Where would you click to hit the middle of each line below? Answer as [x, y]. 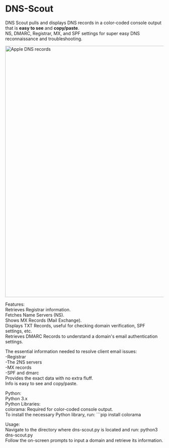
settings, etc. [19, 331]
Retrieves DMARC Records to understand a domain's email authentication [81, 336]
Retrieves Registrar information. [38, 309]
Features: [15, 304]
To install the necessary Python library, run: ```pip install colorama [73, 414]
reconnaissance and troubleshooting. [44, 39]
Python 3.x [16, 398]
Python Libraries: [23, 404]
